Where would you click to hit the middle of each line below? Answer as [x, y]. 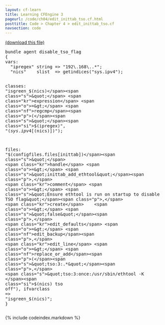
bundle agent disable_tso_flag [43, 52]
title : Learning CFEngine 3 [34, 14]
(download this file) [25, 42]
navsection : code [23, 28]
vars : [12, 62]
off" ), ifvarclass [28, 289]
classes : [16, 86]
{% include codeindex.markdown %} [43, 318]
